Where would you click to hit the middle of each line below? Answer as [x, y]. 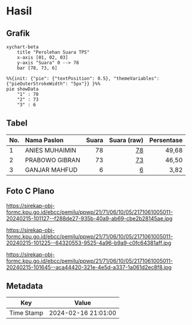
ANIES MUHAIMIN [51, 150]
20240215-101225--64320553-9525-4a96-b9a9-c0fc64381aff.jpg [89, 243]
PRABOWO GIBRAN [52, 160]
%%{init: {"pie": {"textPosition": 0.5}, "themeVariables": [83, 79]
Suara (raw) [126, 140]
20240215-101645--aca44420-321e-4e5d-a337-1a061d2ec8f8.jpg [89, 267]
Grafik [18, 33]
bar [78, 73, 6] [37, 68]
